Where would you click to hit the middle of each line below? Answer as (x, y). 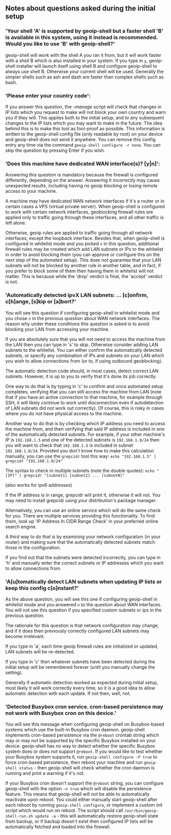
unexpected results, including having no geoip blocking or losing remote (81, 186)
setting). (14, 672)
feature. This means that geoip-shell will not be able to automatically (78, 794)
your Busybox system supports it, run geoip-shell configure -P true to (81, 757)
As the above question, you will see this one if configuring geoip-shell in (81, 599)
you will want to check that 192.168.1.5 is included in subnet (69, 445)
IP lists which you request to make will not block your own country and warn (86, 112)
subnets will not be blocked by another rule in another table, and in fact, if (83, 266)
